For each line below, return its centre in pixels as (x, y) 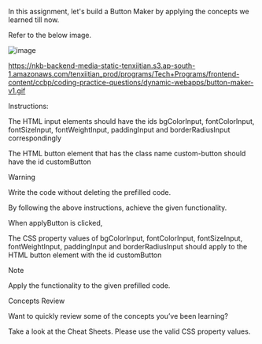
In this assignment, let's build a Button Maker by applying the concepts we (129, 11)
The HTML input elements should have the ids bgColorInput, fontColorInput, (131, 121)
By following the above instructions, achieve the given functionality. (118, 208)
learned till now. (34, 20)
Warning (22, 177)
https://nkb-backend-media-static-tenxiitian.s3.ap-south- (102, 65)
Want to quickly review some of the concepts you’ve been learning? (118, 316)
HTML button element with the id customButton (85, 255)
